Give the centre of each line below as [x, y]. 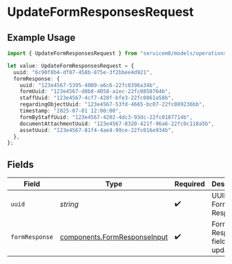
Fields [21, 164]
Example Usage [41, 38]
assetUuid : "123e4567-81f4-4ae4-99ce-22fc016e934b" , [97, 130]
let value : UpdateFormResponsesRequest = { [71, 66]
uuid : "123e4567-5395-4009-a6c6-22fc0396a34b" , [89, 85]
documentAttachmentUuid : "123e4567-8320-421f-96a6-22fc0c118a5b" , [117, 124]
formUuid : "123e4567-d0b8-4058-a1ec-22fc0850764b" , [95, 92]
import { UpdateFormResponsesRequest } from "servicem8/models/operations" [118, 53]
